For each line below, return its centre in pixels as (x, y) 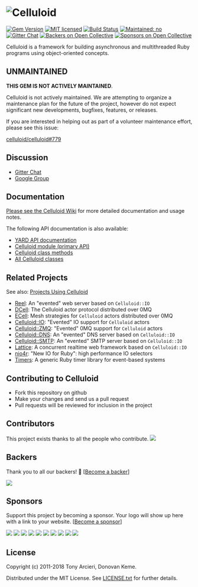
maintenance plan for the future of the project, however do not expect (91, 103)
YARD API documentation (46, 240)
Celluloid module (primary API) (52, 247)
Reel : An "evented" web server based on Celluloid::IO (82, 303)
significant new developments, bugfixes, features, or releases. (82, 110)
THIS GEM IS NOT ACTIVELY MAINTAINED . (60, 86)
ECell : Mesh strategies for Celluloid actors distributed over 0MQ (94, 316)
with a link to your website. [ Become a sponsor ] (64, 522)
